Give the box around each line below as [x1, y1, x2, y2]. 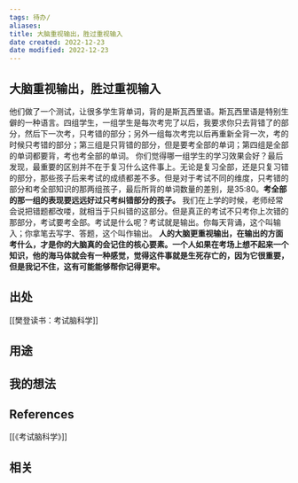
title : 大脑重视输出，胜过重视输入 [9, 29, 123, 38]
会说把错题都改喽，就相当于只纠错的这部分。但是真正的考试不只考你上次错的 [9, 206, 289, 216]
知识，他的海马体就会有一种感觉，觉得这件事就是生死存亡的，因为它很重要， [9, 250, 289, 261]
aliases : [9, 21, 42, 30]
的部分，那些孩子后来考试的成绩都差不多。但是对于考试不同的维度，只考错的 [9, 172, 289, 183]
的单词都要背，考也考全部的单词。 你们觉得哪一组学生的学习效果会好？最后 [9, 150, 284, 160]
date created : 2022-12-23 [9, 37, 105, 47]
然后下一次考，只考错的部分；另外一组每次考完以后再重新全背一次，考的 [24, 128, 289, 138]
